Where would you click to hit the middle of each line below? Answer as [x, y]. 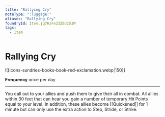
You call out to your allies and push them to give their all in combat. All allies [82, 94]
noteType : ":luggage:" [28, 14]
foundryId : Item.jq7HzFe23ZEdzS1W [41, 23]
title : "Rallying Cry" [28, 10]
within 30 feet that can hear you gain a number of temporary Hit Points [77, 99]
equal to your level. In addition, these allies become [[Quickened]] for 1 [77, 104]
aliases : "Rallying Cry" [30, 19]
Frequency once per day [30, 79]
